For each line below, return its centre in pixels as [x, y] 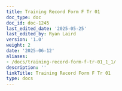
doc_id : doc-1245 [28, 23]
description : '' [26, 67]
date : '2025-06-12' [30, 51]
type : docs [20, 78]
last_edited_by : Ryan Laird [41, 34]
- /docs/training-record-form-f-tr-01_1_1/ [61, 62]
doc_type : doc [24, 17]
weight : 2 [19, 45]
